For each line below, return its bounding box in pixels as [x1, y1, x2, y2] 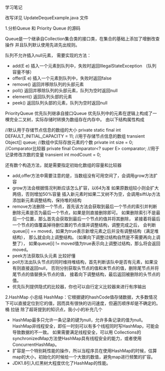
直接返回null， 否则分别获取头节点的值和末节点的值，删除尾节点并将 [21, 265, 159, 271]
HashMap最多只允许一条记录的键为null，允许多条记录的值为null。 [12, 317, 146, 323]
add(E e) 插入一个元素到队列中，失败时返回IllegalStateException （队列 [12, 63, 157, 69]
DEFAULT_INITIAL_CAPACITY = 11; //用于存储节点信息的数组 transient [5, 133, 145, 139]
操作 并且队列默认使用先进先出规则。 [5, 42, 80, 48]
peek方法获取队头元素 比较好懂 [12, 253, 76, 259]
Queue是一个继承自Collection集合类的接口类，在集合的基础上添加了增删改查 [5, 36, 160, 41]
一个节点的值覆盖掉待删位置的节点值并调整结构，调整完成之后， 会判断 [12, 222, 156, 228]
